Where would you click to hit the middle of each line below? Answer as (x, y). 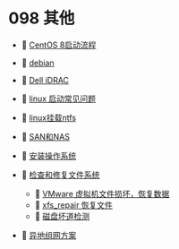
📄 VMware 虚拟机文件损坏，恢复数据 (102, 193)
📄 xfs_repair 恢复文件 (74, 205)
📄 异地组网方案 (49, 235)
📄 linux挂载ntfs (49, 117)
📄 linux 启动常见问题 (58, 99)
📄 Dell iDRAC (45, 80)
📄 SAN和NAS (46, 136)
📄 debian (38, 63)
